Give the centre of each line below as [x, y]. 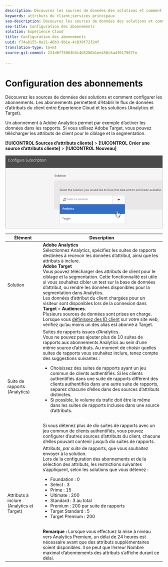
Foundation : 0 [65, 479]
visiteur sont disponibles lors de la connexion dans [95, 303]
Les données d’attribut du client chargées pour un [94, 298]
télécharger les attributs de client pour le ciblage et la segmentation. [75, 133]
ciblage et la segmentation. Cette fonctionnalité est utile [100, 277]
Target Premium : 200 [73, 516]
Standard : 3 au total [71, 500]
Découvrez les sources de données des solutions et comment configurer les [84, 97]
